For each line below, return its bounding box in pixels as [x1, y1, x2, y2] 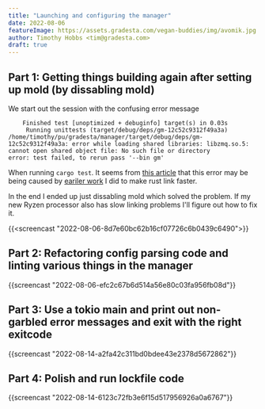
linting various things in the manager [8, 259, 194, 273]
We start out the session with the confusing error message [8, 104, 199, 113]
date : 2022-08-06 [8, 19, 66, 27]
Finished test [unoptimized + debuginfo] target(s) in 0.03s [22, 119, 228, 127]
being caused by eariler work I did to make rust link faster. [8, 176, 198, 185]
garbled [8, 315, 48, 329]
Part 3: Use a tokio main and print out [8, 303, 195, 317]
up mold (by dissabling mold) [8, 82, 155, 96]
